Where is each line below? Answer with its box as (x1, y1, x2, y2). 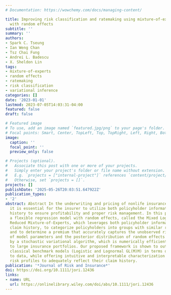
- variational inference (5, 88, 58, 93)
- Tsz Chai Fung (5, 50, 40, 55)
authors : (5, 36, 24, 41)
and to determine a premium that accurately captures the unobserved (10, 230, 160, 235)
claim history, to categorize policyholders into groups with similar (10, 225, 163, 230)
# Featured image (5, 121, 42, 126)
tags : (5, 64, 17, 69)
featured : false (5, 107, 40, 112)
